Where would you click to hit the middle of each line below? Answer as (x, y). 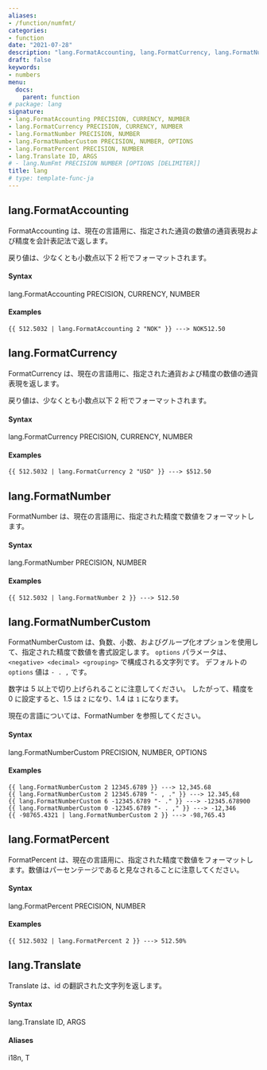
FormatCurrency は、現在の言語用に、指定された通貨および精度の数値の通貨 (133, 373)
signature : (26, 112)
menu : (17, 82)
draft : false (30, 60)
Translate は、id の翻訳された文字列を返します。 (87, 985)
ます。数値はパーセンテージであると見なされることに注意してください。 (126, 870)
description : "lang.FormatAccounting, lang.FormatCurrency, (110, 53)
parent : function (51, 97)
